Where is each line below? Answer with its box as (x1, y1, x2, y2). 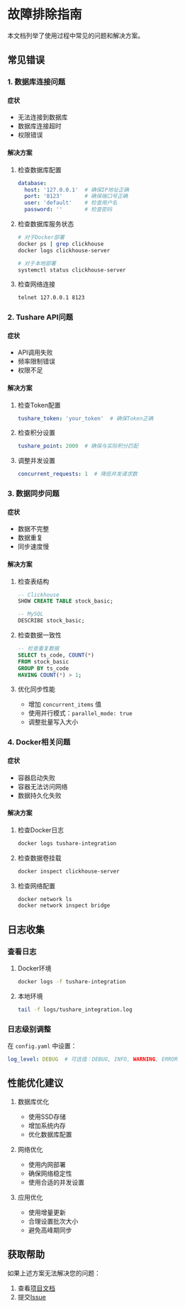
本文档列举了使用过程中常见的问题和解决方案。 (7, 31, 144, 40)
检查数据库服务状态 (17, 220, 74, 228)
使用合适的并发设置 (28, 1178, 85, 1186)
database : (17, 179, 47, 186)
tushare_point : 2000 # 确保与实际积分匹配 (17, 442, 139, 450)
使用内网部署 (28, 1160, 66, 1168)
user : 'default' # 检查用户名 (24, 199, 118, 206)
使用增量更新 (28, 1208, 66, 1217)
